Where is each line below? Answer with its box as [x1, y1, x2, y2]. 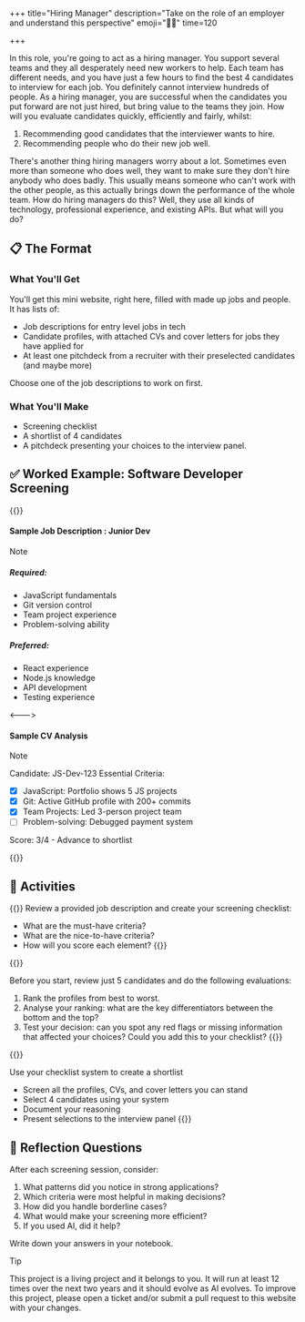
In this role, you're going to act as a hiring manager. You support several [9, 53, 280, 63]
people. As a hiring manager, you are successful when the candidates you [9, 91, 288, 102]
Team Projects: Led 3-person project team [22, 806, 182, 818]
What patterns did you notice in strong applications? [22, 1182, 219, 1193]
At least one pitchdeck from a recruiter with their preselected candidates [22, 350, 296, 361]
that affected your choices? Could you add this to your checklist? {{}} [22, 1032, 283, 1042]
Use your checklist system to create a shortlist [9, 1067, 184, 1078]
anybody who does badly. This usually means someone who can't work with [9, 175, 296, 186]
